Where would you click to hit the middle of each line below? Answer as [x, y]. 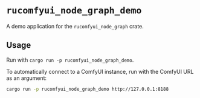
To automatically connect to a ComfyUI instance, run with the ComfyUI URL [100, 71]
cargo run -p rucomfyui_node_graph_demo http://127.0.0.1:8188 [88, 89]
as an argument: [27, 78]
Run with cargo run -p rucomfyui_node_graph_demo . [70, 60]
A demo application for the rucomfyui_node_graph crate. [75, 26]
